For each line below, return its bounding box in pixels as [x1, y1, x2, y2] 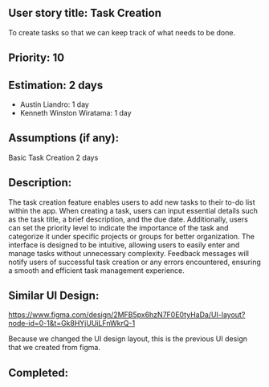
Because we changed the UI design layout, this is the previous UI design [8, 334, 247, 344]
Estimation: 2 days [8, 78, 104, 92]
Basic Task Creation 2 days [8, 153, 99, 162]
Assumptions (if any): [8, 132, 119, 145]
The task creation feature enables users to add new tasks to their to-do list [8, 197, 255, 207]
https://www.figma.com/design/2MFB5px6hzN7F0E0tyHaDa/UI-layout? [8, 310, 246, 320]
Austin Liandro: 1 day [19, 100, 90, 109]
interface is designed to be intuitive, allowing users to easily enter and [8, 240, 240, 250]
